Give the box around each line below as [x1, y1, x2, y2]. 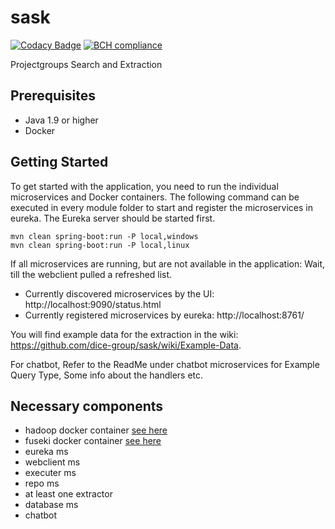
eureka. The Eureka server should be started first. [10, 212, 216, 224]
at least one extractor [24, 488, 113, 500]
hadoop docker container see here [24, 424, 168, 436]
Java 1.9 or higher [24, 114, 99, 126]
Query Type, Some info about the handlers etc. [10, 369, 204, 381]
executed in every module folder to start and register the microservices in [10, 201, 313, 213]
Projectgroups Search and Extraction [10, 58, 163, 70]
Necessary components [10, 397, 164, 415]
